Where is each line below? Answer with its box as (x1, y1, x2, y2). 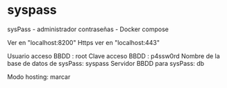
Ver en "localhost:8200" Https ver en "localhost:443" (7, 38, 160, 46)
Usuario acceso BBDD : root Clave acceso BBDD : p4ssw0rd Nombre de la (7, 51, 220, 60)
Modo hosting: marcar (7, 72, 71, 81)
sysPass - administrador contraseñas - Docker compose (7, 25, 169, 33)
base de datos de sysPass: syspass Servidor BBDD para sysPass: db (7, 59, 205, 67)
